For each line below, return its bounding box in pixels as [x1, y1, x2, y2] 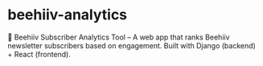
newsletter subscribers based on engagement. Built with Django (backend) [7, 40, 257, 50]
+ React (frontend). [7, 49, 72, 59]
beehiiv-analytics [7, 6, 128, 24]
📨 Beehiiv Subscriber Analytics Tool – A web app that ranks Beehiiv [7, 32, 230, 42]
